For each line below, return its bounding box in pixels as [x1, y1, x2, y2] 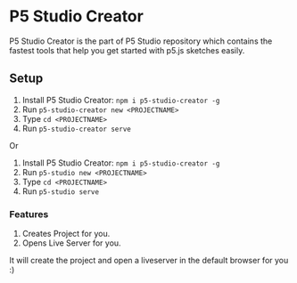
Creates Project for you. [21, 229, 111, 239]
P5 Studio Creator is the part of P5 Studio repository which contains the [9, 36, 273, 46]
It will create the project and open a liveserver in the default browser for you [9, 255, 289, 266]
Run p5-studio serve [21, 185, 100, 197]
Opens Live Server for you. [21, 238, 122, 248]
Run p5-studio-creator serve [21, 123, 131, 133]
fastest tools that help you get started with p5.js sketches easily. [9, 44, 245, 55]
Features [9, 207, 49, 220]
